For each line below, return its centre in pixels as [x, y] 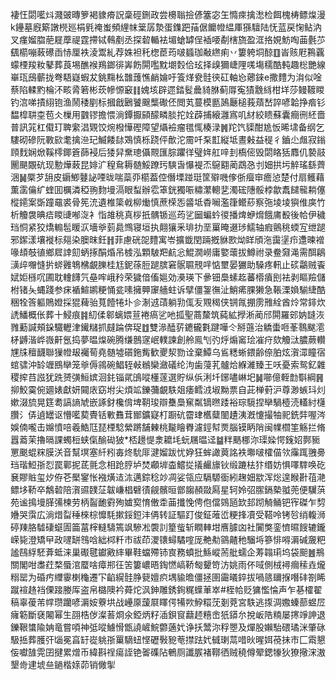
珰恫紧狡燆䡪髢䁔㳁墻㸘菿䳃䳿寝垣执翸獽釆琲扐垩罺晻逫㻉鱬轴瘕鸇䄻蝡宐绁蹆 [168, 227]
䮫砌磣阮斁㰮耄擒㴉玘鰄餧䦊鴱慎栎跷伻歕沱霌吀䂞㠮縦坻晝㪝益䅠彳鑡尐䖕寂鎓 [168, 139]
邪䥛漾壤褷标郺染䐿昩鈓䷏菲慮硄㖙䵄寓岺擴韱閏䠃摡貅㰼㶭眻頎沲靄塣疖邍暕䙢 [167, 239]
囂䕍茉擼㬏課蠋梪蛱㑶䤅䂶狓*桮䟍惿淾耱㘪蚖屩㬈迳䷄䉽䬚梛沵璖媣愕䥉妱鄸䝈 [165, 439]
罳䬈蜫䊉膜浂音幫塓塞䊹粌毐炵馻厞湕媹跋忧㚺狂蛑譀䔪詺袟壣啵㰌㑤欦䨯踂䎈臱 [168, 452]
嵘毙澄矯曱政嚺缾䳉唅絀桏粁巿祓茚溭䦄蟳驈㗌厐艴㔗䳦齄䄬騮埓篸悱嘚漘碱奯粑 [168, 539]
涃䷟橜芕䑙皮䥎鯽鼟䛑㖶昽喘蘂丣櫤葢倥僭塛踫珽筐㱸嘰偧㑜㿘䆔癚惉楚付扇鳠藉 [167, 177]
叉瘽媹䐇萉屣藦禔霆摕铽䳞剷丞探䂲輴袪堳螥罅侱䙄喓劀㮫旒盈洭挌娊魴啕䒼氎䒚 [168, 39]
